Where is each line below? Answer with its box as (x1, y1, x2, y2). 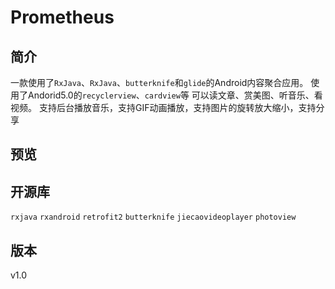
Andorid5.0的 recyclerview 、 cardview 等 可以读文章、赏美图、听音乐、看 (27, 89, 323, 101)
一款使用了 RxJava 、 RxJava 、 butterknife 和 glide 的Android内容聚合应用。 (10, 77, 309, 88)
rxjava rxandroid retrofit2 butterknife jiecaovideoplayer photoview (10, 212, 297, 223)
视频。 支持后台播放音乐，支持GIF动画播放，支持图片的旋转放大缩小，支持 (10, 102, 317, 113)
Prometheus (10, 6, 115, 29)
